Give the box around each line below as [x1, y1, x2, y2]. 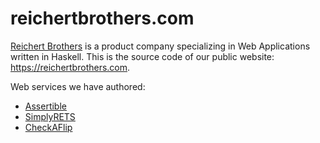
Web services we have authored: [10, 80, 146, 92]
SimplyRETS [24, 110, 76, 122]
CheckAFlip [24, 121, 73, 133]
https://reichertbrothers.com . [10, 61, 131, 73]
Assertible [24, 100, 67, 112]
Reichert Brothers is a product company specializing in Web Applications [10, 40, 311, 52]
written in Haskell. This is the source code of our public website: [10, 50, 275, 62]
